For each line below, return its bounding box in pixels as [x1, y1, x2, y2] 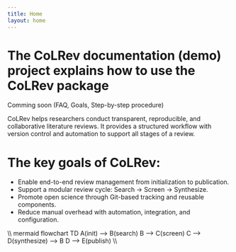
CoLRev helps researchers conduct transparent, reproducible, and [7, 115, 201, 123]
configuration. [17, 215, 59, 224]
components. [17, 200, 57, 209]
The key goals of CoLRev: [7, 154, 161, 171]
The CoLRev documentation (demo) [7, 47, 222, 64]
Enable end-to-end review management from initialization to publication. [17, 178, 230, 186]
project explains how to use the [7, 62, 196, 79]
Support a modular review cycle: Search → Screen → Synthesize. [17, 185, 208, 194]
